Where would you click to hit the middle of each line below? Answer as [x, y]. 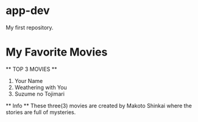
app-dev [28, 11]
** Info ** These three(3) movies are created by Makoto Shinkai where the [99, 106]
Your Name [29, 81]
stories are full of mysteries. [41, 112]
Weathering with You [41, 87]
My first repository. [30, 27]
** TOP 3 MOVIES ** [31, 69]
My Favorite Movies [57, 52]
